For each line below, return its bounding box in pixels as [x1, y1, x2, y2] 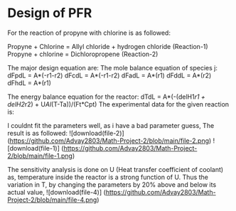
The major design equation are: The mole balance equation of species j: [7, 63, 218, 72]
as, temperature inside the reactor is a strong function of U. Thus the [7, 173, 208, 181]
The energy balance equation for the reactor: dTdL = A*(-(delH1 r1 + [7, 92, 206, 101]
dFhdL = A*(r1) [7, 78, 52, 87]
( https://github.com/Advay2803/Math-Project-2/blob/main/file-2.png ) [7, 136, 212, 145]
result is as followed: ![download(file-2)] [7, 129, 124, 137]
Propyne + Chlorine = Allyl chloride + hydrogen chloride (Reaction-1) [7, 42, 208, 50]
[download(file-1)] [7, 144, 60, 152]
